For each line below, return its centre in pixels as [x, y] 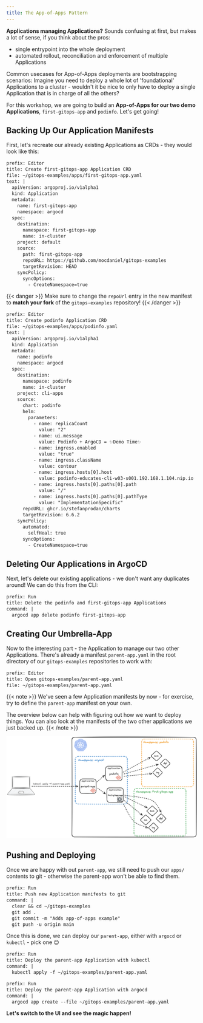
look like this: [23, 151]
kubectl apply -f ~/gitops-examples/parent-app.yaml [80, 973]
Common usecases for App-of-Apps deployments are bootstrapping [92, 74]
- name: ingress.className [67, 460]
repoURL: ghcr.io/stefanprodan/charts [71, 509]
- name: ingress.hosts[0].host [73, 473]
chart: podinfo [42, 406]
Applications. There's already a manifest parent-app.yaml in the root [91, 655]
